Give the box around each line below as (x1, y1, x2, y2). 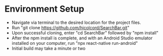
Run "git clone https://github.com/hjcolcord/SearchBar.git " (11, 24, 130, 30)
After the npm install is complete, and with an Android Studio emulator (11, 35, 153, 41)
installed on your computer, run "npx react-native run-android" (11, 40, 138, 46)
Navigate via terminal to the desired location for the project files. (11, 19, 141, 25)
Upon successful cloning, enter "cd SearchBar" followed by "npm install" (11, 30, 159, 36)
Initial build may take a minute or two (11, 45, 86, 51)
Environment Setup (4, 3, 84, 15)
